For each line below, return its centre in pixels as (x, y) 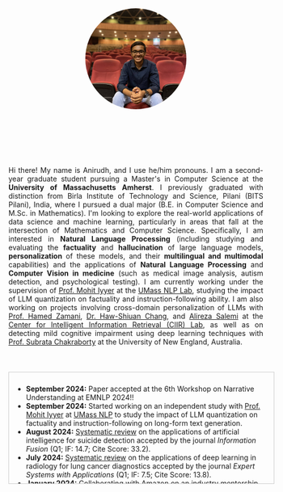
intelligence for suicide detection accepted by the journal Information (141, 440)
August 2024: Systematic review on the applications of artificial (133, 432)
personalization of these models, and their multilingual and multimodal (136, 256)
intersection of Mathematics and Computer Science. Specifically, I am (136, 230)
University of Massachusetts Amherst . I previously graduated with (136, 187)
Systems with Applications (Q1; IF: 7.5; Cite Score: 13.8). (118, 475)
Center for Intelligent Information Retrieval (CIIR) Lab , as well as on (136, 325)
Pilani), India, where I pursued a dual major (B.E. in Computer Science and (136, 204)
